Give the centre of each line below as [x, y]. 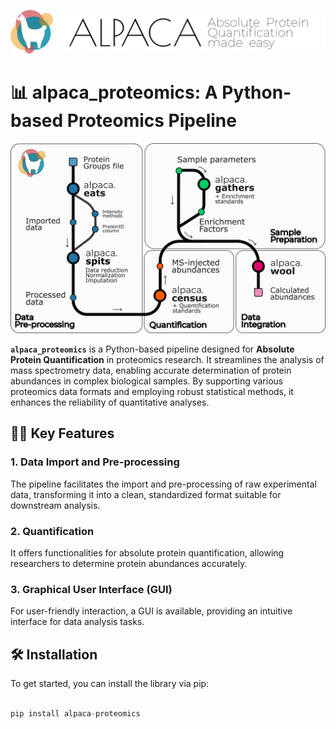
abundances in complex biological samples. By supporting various [147, 381]
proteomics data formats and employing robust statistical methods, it [152, 391]
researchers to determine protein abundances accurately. [129, 563]
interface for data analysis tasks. [77, 622]
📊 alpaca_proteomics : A [114, 92]
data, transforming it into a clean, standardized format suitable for [146, 494]
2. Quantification [52, 531]
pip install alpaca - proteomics [75, 713]
